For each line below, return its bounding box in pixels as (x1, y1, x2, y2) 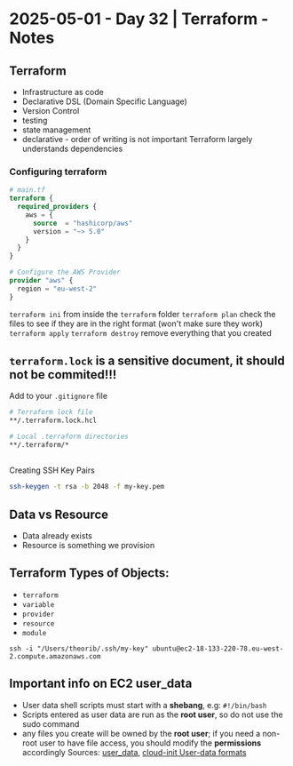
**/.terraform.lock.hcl (9, 416, 98, 426)
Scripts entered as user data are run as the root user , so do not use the (21, 709, 283, 720)
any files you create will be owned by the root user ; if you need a (21, 728, 261, 738)
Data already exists (21, 531, 93, 541)
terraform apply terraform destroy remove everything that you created (9, 327, 273, 338)
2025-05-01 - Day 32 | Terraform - (9, 9, 269, 29)
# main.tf (9, 186, 46, 195)
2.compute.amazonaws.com (9, 651, 101, 661)
